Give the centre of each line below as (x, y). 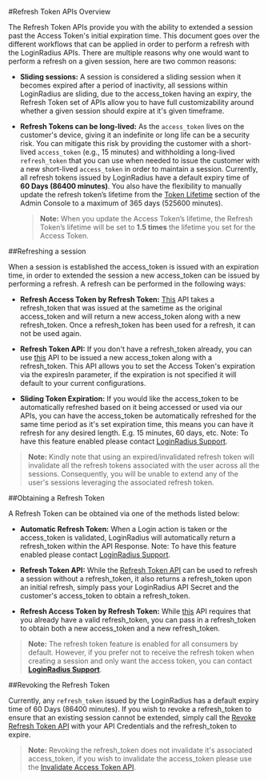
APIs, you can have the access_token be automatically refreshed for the (138, 416)
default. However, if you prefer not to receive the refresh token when (141, 652)
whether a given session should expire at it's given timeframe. (122, 111)
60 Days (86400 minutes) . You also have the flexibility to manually (131, 186)
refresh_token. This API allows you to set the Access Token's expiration (138, 366)
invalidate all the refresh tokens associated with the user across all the (144, 465)
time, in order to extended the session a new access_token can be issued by (134, 275)
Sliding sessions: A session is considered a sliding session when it (130, 77)
